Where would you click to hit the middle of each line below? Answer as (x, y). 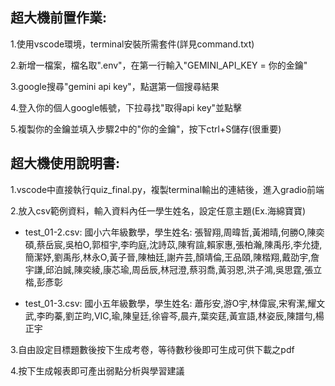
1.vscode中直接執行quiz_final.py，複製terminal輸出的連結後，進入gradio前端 (167, 189)
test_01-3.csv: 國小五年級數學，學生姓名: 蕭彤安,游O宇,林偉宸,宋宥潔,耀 (170, 303)
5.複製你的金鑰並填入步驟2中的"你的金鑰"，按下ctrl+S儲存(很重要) (146, 129)
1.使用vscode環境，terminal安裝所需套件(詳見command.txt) (132, 44)
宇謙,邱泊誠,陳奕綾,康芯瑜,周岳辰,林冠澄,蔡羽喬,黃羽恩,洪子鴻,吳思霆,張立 (173, 269)
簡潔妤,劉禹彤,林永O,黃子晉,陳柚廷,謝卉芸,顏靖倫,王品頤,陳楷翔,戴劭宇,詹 (172, 257)
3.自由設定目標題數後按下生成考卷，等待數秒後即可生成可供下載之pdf (152, 349)
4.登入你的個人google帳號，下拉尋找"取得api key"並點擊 (126, 107)
